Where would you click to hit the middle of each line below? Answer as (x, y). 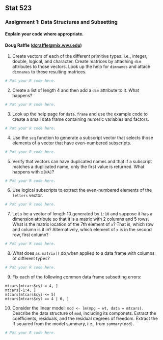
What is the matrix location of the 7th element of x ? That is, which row (83, 224)
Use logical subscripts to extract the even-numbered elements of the (82, 190)
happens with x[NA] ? (33, 171)
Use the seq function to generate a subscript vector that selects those (83, 137)
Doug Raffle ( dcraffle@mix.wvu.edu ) (43, 45)
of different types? (31, 259)
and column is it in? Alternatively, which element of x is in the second (82, 230)
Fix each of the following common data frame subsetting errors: (77, 277)
